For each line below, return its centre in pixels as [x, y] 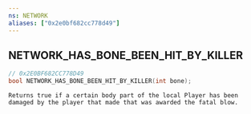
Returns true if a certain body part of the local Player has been [123, 96]
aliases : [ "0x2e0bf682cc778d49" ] [64, 23]
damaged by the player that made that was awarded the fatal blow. [123, 103]
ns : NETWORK [28, 16]
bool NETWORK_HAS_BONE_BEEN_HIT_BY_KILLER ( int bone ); [100, 81]
